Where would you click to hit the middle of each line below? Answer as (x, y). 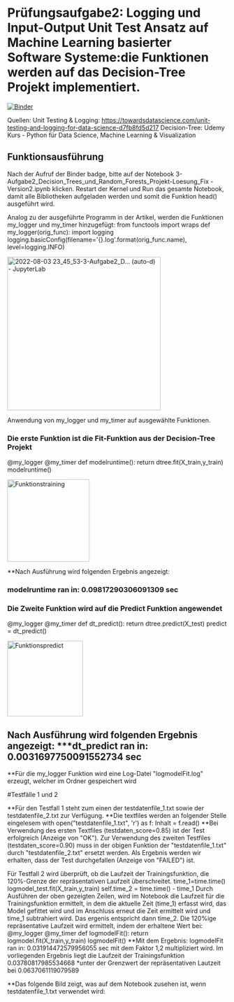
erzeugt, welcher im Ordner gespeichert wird (72, 781)
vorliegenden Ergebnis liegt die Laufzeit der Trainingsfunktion (96, 956)
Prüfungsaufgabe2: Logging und (104, 13)
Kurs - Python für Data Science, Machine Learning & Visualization (102, 135)
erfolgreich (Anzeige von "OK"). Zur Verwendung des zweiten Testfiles (109, 838)
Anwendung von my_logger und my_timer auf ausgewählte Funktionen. (109, 420)
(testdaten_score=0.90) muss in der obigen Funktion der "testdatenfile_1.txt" (117, 845)
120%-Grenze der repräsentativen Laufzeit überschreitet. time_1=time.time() (116, 881)
